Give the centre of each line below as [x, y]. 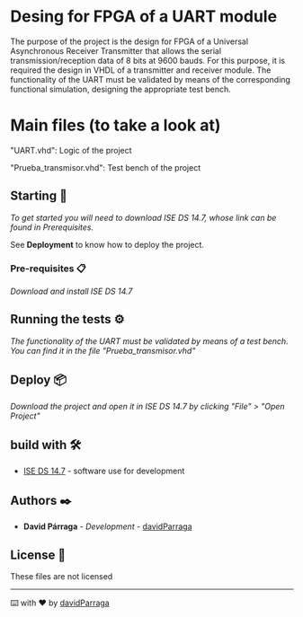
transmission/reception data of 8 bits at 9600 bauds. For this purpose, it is [148, 60]
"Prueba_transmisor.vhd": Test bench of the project [106, 167]
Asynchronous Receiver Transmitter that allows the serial [116, 50]
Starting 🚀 [39, 196]
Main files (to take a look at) [116, 125]
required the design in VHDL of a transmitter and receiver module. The [141, 70]
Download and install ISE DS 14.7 [71, 291]
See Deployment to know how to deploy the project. [107, 244]
